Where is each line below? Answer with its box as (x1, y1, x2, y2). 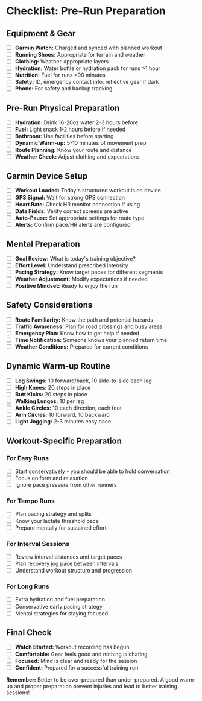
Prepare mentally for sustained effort (14, 524, 107, 531)
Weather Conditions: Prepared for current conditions (14, 343, 148, 350)
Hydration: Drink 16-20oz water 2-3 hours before (14, 119, 139, 126)
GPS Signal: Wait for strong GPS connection (14, 194, 125, 201)
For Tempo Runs (6, 496, 55, 505)
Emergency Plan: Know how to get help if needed (14, 329, 140, 337)
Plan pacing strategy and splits (14, 510, 92, 518)
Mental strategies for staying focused (14, 609, 109, 617)
